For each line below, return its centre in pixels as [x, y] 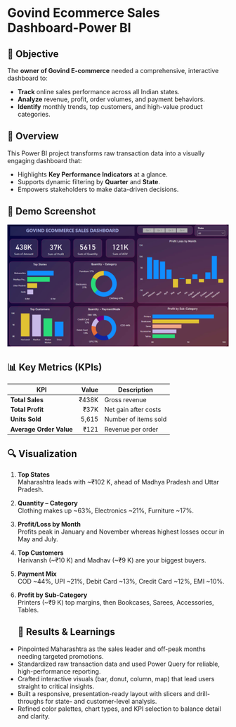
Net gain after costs [133, 410]
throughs [31, 701]
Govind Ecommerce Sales [84, 13]
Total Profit [27, 410]
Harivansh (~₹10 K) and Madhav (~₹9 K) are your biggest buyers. [112, 560]
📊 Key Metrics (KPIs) [55, 367]
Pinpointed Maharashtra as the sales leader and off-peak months [111, 649]
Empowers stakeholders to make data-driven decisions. [98, 189]
